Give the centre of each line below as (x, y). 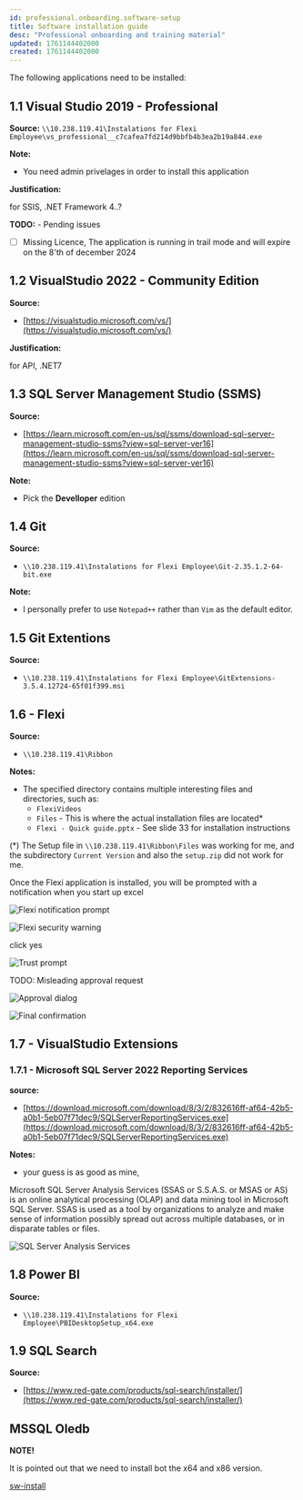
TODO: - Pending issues (55, 224)
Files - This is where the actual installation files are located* (150, 818)
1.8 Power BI (45, 1275)
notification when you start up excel (76, 893)
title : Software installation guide (79, 26)
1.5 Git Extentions (60, 638)
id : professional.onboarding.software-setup (95, 18)
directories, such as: (61, 799)
